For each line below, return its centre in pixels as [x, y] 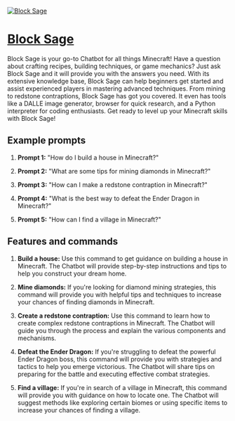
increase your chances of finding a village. [79, 410]
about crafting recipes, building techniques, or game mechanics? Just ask [114, 66]
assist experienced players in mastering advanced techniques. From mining [116, 89]
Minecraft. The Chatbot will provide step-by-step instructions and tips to [122, 266]
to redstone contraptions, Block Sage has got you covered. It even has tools [117, 96]
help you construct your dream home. [72, 273]
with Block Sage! [32, 118]
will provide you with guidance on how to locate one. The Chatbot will [118, 395]
